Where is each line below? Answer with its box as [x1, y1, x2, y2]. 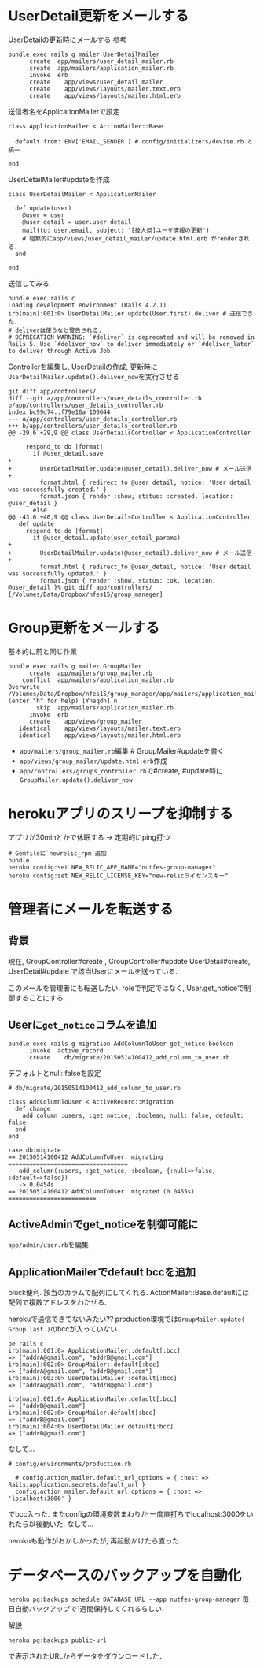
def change [15, 1104, 51, 1112]
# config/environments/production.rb [8, 1460, 132, 1469]
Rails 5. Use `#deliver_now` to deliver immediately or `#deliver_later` [8, 340, 255, 348]
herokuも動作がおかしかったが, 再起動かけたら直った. [8, 1536, 181, 1546]
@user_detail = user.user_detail [22, 218, 132, 225]
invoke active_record [28, 1046, 104, 1055]
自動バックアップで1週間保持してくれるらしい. [14, 1604, 164, 1614]
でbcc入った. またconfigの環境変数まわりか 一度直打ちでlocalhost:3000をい [8, 1510, 254, 1519]
